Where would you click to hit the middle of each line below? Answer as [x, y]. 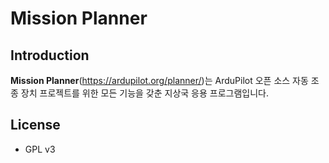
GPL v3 [40, 149]
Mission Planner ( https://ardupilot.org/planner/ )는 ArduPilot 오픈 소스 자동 [159, 80]
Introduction [50, 55]
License [35, 125]
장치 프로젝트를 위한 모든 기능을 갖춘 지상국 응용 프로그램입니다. [144, 93]
